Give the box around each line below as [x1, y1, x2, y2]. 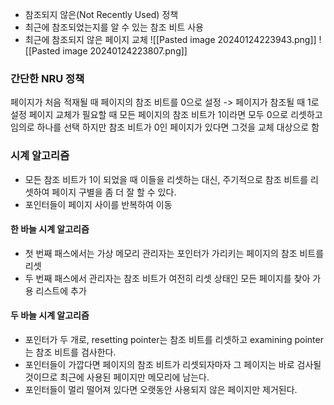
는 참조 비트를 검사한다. [24, 346, 117, 358]
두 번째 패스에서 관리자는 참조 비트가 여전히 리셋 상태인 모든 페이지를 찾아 [24, 272, 311, 284]
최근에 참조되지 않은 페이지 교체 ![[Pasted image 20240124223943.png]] [24, 34, 317, 45]
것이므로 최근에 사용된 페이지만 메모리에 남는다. [24, 371, 210, 383]
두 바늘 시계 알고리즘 [10, 309, 90, 322]
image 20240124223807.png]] [62, 45, 188, 57]
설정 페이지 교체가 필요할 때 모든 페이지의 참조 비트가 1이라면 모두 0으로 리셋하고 [10, 109, 323, 121]
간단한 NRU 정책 [10, 71, 85, 85]
